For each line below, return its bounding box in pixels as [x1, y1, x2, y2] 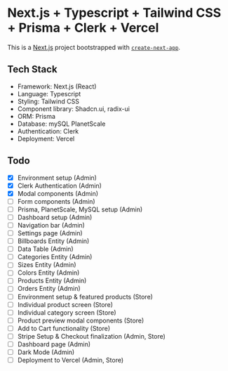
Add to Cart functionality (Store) [17, 324, 111, 332]
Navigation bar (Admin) [17, 221, 86, 229]
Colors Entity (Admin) [17, 268, 80, 277]
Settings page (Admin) [17, 229, 83, 237]
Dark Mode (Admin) [17, 348, 75, 356]
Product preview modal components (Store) [17, 316, 145, 325]
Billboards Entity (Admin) [17, 237, 90, 245]
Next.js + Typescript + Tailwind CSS [7, 5, 222, 21]
